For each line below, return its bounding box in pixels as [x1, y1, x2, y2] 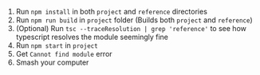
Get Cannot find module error [15, 49, 113, 58]
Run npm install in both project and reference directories [15, 7, 207, 16]
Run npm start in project [15, 41, 98, 50]
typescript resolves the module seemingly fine [15, 32, 169, 41]
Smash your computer [15, 57, 89, 67]
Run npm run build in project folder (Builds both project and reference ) [15, 15, 253, 25]
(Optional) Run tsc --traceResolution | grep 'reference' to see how [15, 24, 247, 33]
